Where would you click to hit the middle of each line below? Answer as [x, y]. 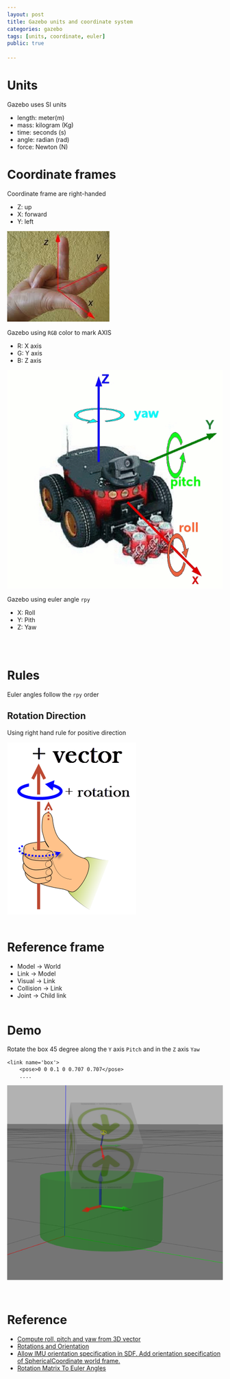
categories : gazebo [35, 29]
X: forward [32, 214]
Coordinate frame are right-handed [56, 193]
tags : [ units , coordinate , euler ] [56, 36]
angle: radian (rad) [43, 139]
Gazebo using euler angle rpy [49, 599]
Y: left [25, 221]
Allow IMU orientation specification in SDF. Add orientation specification [119, 1354]
